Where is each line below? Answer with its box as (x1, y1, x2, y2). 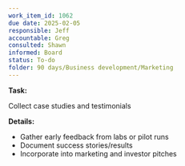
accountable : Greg (8, 34, 70, 42)
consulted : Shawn (8, 41, 66, 49)
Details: (8, 117, 34, 126)
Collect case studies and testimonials (8, 101, 131, 110)
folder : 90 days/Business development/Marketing (8, 64, 174, 72)
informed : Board (8, 49, 62, 57)
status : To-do (8, 57, 56, 65)
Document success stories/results (19, 140, 134, 150)
